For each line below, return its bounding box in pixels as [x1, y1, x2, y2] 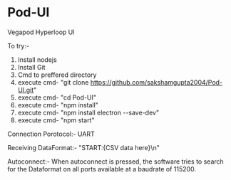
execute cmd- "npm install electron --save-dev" [17, 108, 159, 117]
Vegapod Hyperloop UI [7, 28, 75, 36]
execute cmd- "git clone [17, 78, 89, 86]
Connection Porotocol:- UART [7, 129, 95, 138]
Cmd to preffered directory [17, 70, 97, 79]
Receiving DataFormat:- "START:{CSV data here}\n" [7, 143, 160, 152]
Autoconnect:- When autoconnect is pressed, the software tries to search [7, 157, 225, 166]
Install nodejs [17, 55, 57, 64]
